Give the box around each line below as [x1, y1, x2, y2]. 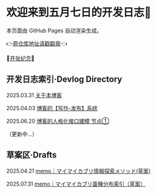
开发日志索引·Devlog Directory [6, 74, 122, 85]
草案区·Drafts [6, 150, 57, 160]
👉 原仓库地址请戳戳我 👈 [6, 40, 68, 47]
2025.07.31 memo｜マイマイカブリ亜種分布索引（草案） [6, 180, 146, 188]
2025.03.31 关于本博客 [6, 91, 62, 99]
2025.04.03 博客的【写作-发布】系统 [6, 104, 98, 111]
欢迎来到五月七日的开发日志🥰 [6, 5, 152, 19]
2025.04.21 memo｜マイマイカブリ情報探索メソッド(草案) [6, 167, 151, 174]
